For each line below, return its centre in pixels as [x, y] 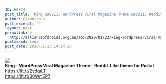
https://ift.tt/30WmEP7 [28, 76]
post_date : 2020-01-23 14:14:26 [38, 46]
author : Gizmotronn [25, 19]
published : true [22, 42]
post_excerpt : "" [23, 23]
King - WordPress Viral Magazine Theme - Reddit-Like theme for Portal [80, 65]
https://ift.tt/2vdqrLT [26, 71]
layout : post [19, 28]
